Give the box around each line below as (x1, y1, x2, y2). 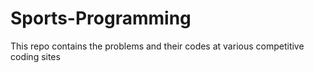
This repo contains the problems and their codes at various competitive (10, 40, 305, 52)
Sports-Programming (10, 7, 192, 30)
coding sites (10, 50, 61, 62)
